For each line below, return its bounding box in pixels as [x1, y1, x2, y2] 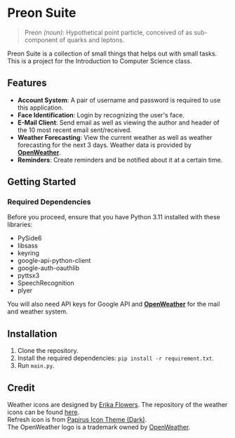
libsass [17, 241, 39, 250]
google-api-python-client [17, 257, 91, 265]
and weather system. [7, 307, 68, 316]
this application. [17, 103, 64, 112]
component [24, 35, 58, 44]
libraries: [7, 220, 33, 229]
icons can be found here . [7, 408, 80, 416]
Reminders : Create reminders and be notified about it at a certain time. [17, 155, 223, 164]
